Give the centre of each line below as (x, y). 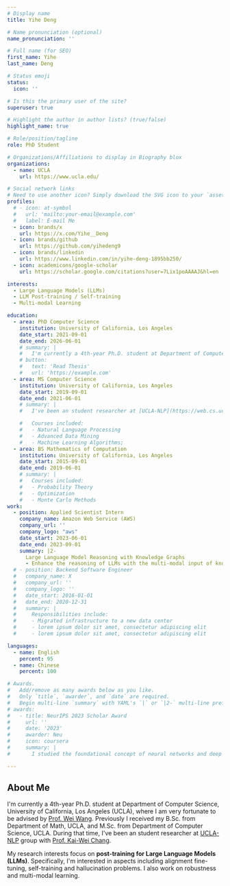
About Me (28, 788)
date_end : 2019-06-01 (50, 468)
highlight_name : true (38, 126)
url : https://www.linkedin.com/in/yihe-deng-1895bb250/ (101, 259)
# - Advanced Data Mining (59, 436)
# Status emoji (29, 76)
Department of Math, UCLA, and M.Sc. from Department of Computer (105, 826)
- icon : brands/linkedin (49, 253)
